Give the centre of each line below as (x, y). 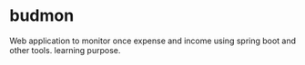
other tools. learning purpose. (65, 50)
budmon (42, 16)
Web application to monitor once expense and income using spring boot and (153, 41)
